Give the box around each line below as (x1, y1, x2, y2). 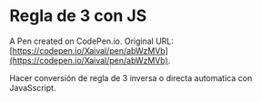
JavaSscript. (9, 82, 56, 93)
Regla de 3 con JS (9, 5, 147, 26)
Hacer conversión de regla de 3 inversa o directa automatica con (9, 72, 253, 83)
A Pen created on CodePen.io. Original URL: (9, 36, 175, 46)
